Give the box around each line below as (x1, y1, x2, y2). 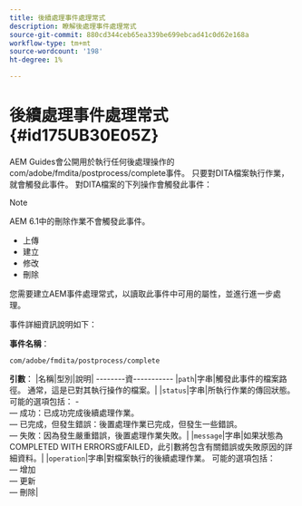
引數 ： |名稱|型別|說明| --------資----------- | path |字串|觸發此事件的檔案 (9, 373, 279, 384)
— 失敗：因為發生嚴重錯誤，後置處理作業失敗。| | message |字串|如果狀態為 (9, 430, 284, 441)
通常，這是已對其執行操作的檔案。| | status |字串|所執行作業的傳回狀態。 (26, 384, 296, 395)
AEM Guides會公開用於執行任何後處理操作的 (9, 156, 175, 167)
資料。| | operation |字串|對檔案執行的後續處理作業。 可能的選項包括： (16, 452, 276, 463)
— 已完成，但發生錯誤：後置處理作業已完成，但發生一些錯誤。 (9, 418, 242, 429)
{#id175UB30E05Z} (9, 125, 160, 146)
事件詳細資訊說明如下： (9, 318, 97, 329)
